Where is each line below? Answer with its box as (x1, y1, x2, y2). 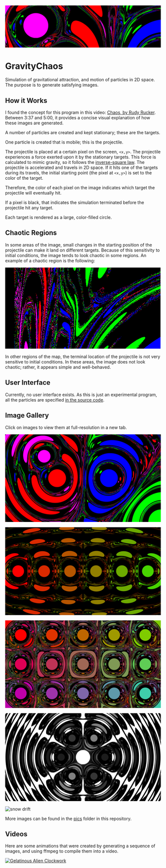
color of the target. (5, 175, 43, 181)
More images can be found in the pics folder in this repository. (5, 816, 132, 821)
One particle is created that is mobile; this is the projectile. (5, 139, 124, 145)
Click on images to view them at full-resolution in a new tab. (5, 424, 127, 430)
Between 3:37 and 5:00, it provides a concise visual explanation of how (5, 115, 151, 121)
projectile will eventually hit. (5, 190, 62, 196)
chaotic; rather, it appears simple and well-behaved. (5, 364, 111, 370)
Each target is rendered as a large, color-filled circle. (5, 214, 112, 220)
